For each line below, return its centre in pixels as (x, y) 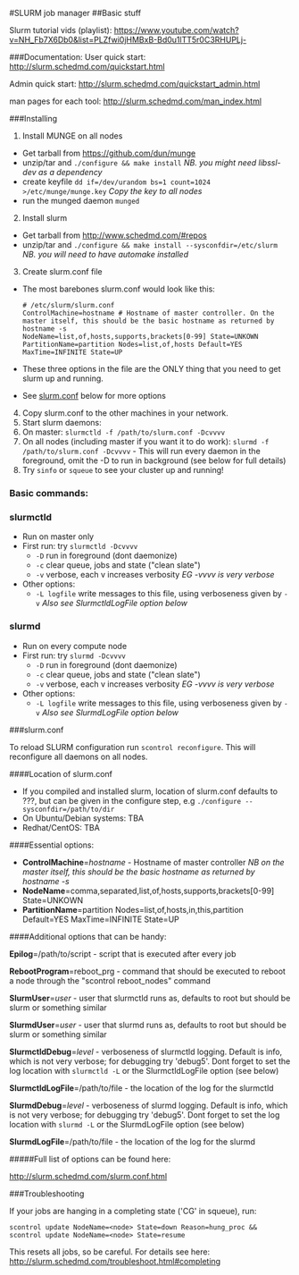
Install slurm (45, 218)
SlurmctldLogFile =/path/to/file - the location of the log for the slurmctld (141, 1088)
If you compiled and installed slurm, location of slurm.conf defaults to (150, 791)
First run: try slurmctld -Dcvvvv (80, 546)
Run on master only (58, 536)
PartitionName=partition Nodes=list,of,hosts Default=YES (132, 344)
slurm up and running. (63, 378)
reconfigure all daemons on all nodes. (79, 756)
